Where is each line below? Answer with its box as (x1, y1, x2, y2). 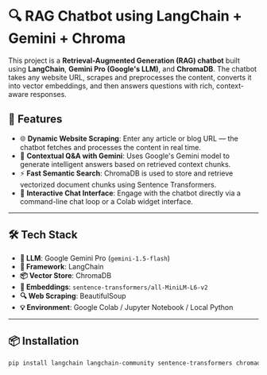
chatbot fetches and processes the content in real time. (19, 142, 201, 152)
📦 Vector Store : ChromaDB (19, 270, 112, 280)
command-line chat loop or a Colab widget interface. (19, 196, 193, 206)
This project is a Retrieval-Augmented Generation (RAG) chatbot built (8, 56, 240, 65)
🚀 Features (8, 113, 63, 126)
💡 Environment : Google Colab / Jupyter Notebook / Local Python (19, 302, 234, 311)
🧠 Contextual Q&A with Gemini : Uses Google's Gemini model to (19, 151, 230, 160)
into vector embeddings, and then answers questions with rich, (8, 81, 215, 91)
